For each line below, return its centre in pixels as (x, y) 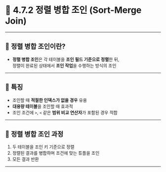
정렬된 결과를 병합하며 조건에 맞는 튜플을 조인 (56, 153)
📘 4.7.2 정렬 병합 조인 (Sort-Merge (73, 10)
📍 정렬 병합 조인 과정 (34, 134)
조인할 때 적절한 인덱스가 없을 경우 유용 (50, 100)
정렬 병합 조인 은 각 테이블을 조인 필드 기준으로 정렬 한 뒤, (66, 59)
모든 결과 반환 (25, 159)
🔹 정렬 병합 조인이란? (35, 47)
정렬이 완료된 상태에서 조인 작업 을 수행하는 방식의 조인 (64, 65)
